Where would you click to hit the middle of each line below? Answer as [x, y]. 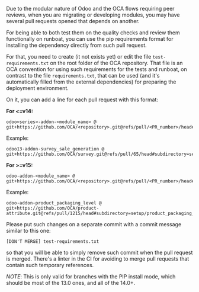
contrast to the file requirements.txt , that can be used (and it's [83, 76]
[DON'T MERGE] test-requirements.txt [53, 242]
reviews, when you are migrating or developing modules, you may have [93, 15]
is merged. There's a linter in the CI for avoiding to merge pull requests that [98, 259]
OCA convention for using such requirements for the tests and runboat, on [97, 69]
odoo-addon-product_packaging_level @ [54, 203]
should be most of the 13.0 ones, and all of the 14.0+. [71, 283]
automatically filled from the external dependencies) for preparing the [91, 82]
